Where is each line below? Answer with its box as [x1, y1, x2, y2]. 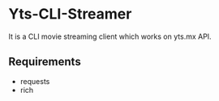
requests [19, 76, 50, 86]
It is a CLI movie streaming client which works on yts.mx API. [8, 32, 213, 41]
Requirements [8, 55, 81, 69]
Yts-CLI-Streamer [8, 5, 132, 23]
